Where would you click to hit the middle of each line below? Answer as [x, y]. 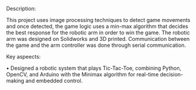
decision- [172, 74]
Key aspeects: [23, 57]
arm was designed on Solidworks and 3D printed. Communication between [98, 39]
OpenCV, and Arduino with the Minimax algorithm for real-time [83, 74]
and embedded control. [54, 81]
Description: [21, 9]
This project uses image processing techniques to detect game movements [98, 20]
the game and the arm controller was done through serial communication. [96, 45]
